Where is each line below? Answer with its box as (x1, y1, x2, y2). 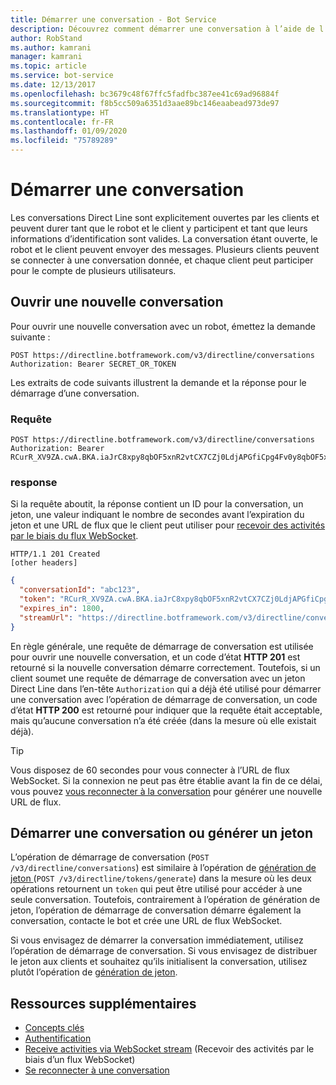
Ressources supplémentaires (10, 995, 197, 1012)
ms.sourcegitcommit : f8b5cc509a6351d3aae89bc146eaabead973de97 (10, 98, 280, 108)
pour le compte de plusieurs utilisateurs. (10, 264, 177, 276)
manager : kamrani (10, 52, 83, 62)
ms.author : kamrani (10, 42, 92, 53)
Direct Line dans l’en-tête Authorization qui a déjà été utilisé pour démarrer (10, 682, 322, 695)
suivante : (10, 331, 51, 343)
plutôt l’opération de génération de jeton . (10, 966, 178, 978)
